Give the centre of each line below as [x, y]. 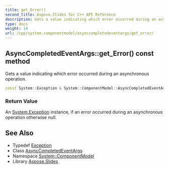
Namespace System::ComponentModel [53, 156]
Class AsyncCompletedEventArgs [48, 150]
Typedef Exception [32, 145]
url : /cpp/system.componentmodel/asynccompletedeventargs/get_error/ [80, 33]
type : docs [17, 24]
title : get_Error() [26, 10]
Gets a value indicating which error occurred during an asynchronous [77, 73]
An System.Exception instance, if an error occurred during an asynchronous [84, 112]
